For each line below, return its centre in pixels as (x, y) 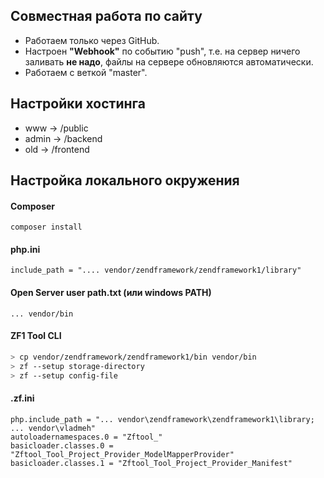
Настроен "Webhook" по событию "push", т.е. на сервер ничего (162, 51)
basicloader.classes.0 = (62, 445)
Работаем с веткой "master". (86, 72)
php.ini (25, 249)
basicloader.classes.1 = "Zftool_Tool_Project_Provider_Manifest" (151, 463)
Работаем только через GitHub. (92, 40)
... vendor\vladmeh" (53, 428)
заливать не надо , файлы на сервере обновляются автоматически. (169, 61)
